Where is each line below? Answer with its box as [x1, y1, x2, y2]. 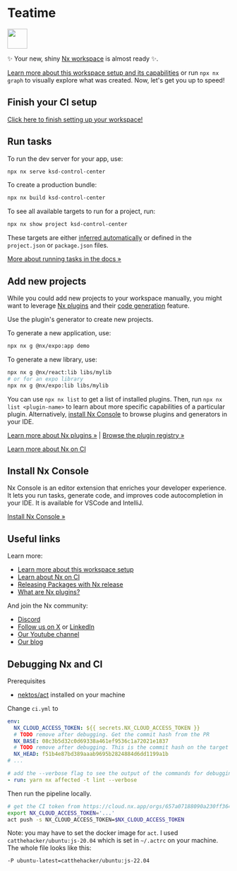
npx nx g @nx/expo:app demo [7, 342, 90, 349]
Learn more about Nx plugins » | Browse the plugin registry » [7, 431, 185, 439]
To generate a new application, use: [7, 329, 111, 337]
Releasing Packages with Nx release [17, 580, 123, 589]
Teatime [7, 5, 56, 21]
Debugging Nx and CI [7, 658, 103, 670]
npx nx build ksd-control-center [7, 194, 106, 202]
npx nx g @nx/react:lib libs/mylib [7, 368, 112, 376]
